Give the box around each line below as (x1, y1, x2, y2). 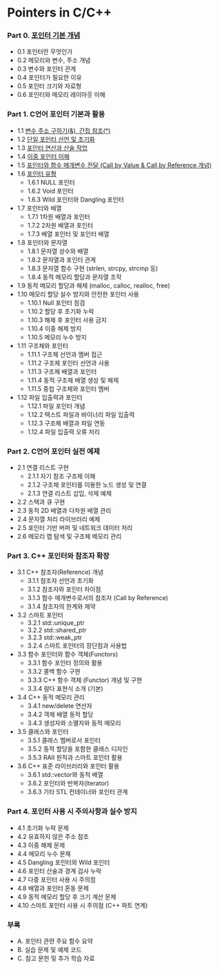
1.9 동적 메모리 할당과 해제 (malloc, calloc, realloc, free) (17, 281, 171, 290)
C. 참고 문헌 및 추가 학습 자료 (17, 954, 95, 962)
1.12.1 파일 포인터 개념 (27, 401, 85, 410)
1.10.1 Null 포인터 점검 (27, 298, 85, 307)
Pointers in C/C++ (7, 5, 112, 21)
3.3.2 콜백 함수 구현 (27, 668, 81, 676)
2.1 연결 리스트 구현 (17, 463, 69, 472)
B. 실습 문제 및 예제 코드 (17, 945, 82, 954)
